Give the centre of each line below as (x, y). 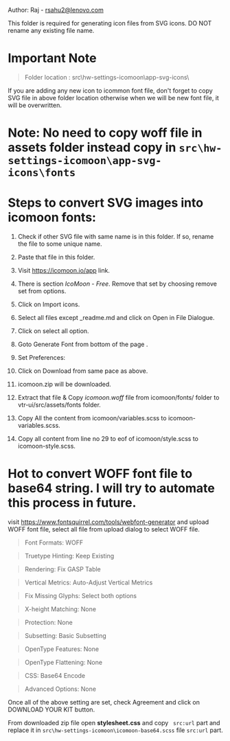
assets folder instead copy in (92, 148)
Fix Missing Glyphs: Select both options (80, 596)
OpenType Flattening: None (63, 662)
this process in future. (72, 503)
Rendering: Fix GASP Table (63, 569)
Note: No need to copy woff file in (105, 133)
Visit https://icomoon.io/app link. (64, 271)
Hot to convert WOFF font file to (100, 474)
